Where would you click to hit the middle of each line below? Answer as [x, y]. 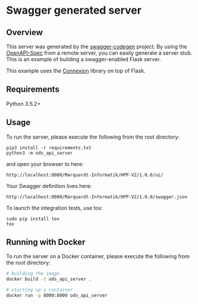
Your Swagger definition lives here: [49, 186]
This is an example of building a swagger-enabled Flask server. [84, 59]
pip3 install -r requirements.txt [49, 148]
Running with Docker [46, 242]
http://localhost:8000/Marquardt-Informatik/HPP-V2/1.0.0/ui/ [85, 175]
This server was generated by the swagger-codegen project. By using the [97, 46]
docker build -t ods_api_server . [49, 279]
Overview [25, 32]
